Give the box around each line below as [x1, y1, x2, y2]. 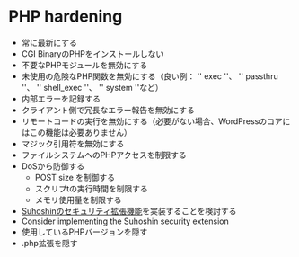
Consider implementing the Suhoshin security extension [21, 216, 230, 226]
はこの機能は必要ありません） [21, 127, 132, 137]
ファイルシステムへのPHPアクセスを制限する [21, 149, 187, 160]
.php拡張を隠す [21, 237, 78, 248]
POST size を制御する [34, 172, 116, 182]
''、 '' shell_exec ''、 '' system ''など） [21, 82, 163, 93]
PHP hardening [8, 6, 123, 27]
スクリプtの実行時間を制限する [34, 182, 149, 194]
